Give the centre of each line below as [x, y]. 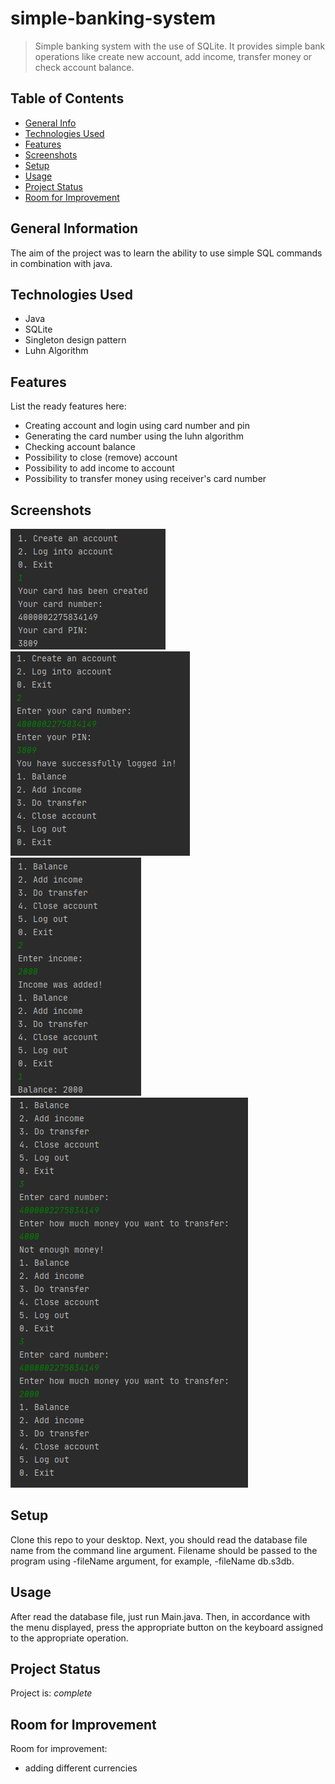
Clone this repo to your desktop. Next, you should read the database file [159, 1539]
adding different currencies [81, 1768]
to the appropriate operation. [69, 1638]
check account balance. [84, 67]
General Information [74, 228]
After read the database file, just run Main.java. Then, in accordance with [160, 1616]
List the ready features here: [68, 406]
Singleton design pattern [75, 340]
